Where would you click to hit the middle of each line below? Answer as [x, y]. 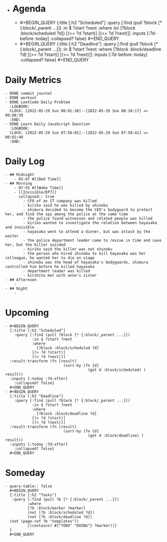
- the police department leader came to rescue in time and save [92, 240]
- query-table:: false [29, 486]
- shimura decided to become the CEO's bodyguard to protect [88, 210]
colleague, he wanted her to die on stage [50, 258]
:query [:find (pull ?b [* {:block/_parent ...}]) [66, 499]
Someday [25, 473]
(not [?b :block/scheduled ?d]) [61, 512]
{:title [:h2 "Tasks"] [33, 495]
